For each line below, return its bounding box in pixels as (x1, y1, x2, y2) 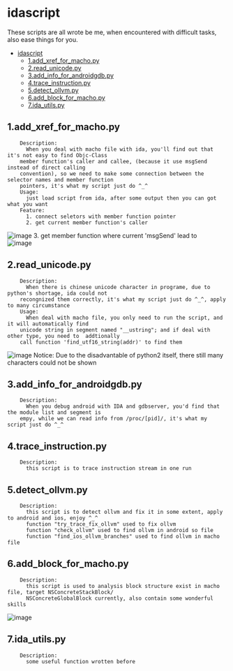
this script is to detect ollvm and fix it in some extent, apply (25, 508, 223, 515)
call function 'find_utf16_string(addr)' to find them (20, 339, 183, 346)
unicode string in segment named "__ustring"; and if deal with (20, 326, 211, 333)
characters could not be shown (7, 358, 97, 367)
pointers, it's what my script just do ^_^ (20, 182, 149, 189)
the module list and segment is (7, 409, 101, 416)
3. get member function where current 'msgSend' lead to (33, 231, 197, 239)
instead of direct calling (7, 164, 86, 171)
